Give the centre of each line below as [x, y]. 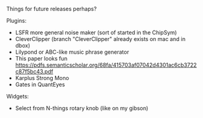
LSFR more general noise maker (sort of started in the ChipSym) [96, 32]
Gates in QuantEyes [40, 84]
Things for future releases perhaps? [51, 9]
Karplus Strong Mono [42, 78]
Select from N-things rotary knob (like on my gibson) [82, 108]
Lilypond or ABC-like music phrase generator [72, 52]
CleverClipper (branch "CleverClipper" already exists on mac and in [100, 39]
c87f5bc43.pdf [34, 72]
